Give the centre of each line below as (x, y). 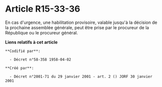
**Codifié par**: (23, 51)
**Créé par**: (20, 68)
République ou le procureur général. (41, 33)
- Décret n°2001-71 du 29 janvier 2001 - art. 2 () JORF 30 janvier (81, 76)
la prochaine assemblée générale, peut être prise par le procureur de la (77, 27)
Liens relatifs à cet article (31, 42)
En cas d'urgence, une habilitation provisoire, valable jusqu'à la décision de (81, 22)
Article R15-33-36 (43, 9)
